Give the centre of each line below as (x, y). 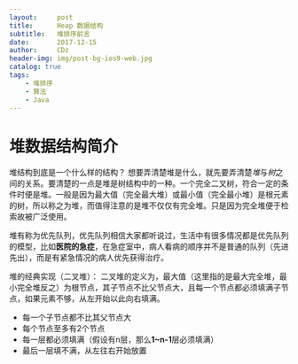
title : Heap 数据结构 (56, 26)
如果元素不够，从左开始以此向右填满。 (94, 298)
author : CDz (39, 50)
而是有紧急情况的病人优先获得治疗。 (102, 258)
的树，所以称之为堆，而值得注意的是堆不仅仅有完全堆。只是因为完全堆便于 (145, 205)
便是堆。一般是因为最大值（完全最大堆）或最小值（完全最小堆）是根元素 (157, 195)
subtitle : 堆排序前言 (50, 34)
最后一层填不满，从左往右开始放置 (84, 351)
